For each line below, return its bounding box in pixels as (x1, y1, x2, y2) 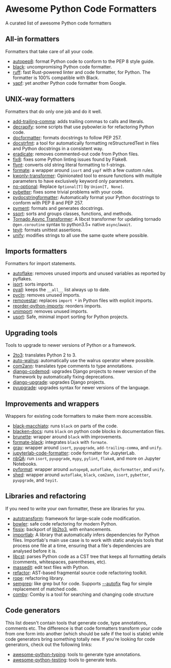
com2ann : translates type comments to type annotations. (12, 363, 133, 369)
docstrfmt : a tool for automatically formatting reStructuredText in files (12, 140, 159, 146)
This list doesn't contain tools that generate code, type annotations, (5, 619, 148, 626)
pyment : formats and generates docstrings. (12, 205, 104, 211)
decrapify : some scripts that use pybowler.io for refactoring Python (12, 124, 154, 130)
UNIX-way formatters (5, 95, 75, 104)
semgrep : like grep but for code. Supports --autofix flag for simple (12, 580, 152, 586)
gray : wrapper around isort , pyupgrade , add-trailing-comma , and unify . (12, 445, 163, 450)
